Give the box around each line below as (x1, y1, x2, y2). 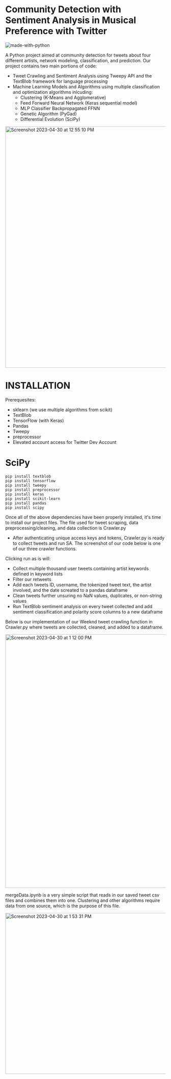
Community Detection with (5, 4, 122, 15)
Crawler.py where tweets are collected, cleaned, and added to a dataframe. (5, 624, 164, 630)
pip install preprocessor (5, 487, 60, 492)
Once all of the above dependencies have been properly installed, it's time (5, 514, 161, 520)
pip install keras (5, 491, 44, 497)
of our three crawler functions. (12, 545, 77, 551)
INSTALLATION (5, 380, 70, 391)
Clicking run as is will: (5, 555, 51, 562)
